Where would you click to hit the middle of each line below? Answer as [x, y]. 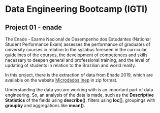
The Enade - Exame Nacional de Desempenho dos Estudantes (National [78, 39]
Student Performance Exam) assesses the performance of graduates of [78, 44]
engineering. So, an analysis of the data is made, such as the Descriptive [80, 95]
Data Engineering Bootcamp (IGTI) [76, 9]
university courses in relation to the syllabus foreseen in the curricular [76, 50]
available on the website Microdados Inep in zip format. [61, 80]
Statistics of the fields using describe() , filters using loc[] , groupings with [80, 100]
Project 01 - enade [34, 27]
